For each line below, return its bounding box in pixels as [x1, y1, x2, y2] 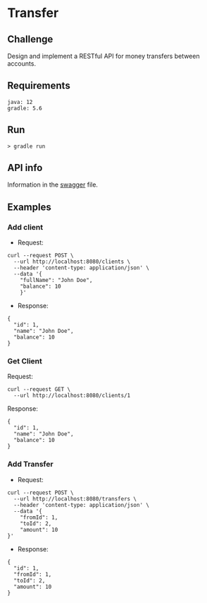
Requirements [7, 80, 70, 92]
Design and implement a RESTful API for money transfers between [7, 52, 200, 60]
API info [7, 162, 43, 174]
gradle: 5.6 [7, 105, 42, 112]
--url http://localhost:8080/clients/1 [13, 392, 131, 399]
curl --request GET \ [7, 386, 71, 393]
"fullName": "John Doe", [20, 277, 93, 284]
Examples [7, 201, 51, 213]
